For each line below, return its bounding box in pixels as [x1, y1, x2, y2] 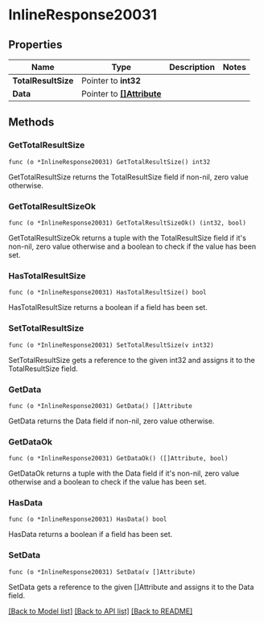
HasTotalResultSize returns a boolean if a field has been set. [8, 303, 208, 312]
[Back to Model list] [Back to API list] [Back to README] [8, 606, 193, 616]
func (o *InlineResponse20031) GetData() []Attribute [8, 402, 193, 410]
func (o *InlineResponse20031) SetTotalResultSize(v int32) [8, 340, 215, 349]
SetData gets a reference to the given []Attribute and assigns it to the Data [8, 582, 254, 592]
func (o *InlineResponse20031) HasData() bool [8, 515, 167, 524]
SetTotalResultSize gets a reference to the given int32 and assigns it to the [8, 355, 255, 365]
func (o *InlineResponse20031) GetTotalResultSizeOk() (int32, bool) [8, 219, 247, 227]
